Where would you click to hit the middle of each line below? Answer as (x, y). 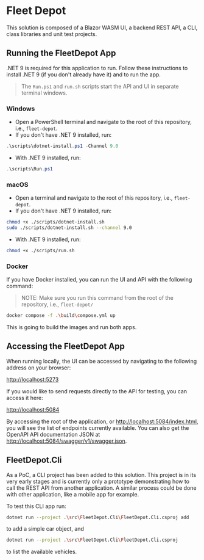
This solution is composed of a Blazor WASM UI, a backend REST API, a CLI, (102, 27)
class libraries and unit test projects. (52, 34)
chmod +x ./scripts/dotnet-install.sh (55, 222)
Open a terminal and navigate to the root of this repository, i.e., (94, 198)
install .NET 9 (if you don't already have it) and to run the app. (84, 75)
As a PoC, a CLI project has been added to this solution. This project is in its (101, 475)
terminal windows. (44, 93)
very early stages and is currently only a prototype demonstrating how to (98, 481)
